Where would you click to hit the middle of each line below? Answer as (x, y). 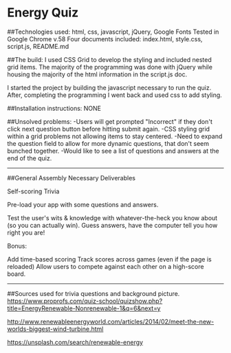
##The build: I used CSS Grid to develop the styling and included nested (109, 59)
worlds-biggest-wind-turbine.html (55, 329)
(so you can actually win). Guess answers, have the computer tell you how (112, 225)
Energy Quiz (43, 13)
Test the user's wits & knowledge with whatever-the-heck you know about (112, 217)
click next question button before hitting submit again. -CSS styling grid (109, 129)
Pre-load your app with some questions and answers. (83, 204)
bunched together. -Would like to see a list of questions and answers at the (113, 151)
